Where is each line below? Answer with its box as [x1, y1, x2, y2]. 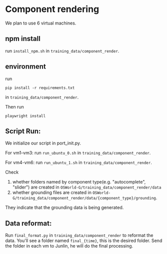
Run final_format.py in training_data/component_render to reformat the [5, 232, 153, 238]
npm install [5, 34, 41, 43]
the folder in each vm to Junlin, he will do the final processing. [5, 243, 133, 249]
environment [5, 62, 46, 71]
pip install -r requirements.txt [5, 85, 75, 90]
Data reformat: [5, 219, 52, 227]
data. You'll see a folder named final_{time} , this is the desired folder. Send [5, 237, 162, 243]
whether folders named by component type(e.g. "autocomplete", [12, 179, 146, 185]
